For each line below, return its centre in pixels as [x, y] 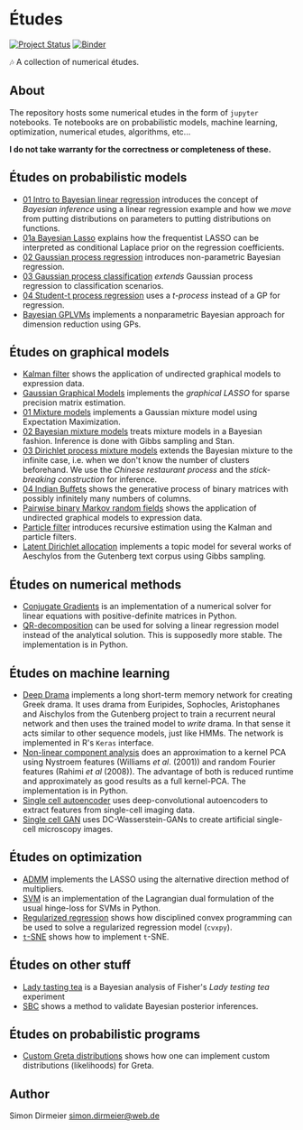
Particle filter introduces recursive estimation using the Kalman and [147, 527]
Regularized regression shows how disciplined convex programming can [157, 917]
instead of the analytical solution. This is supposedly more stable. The [152, 635]
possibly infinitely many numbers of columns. [107, 499]
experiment [44, 996]
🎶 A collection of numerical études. [74, 61]
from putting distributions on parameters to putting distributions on [147, 218]
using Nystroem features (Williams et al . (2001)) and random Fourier [149, 762]
